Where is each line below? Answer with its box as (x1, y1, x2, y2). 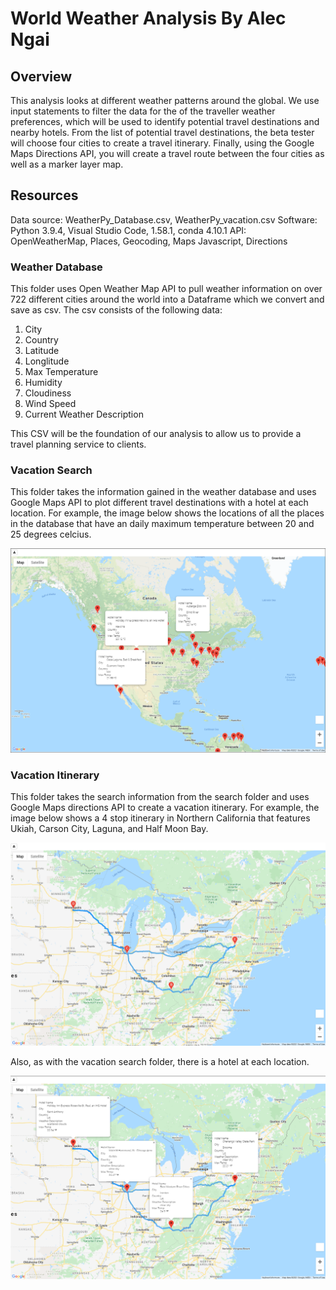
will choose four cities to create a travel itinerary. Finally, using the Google (10, 137, 315, 149)
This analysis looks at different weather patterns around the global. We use (10, 95, 320, 106)
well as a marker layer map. (10, 158, 124, 170)
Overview (10, 68, 73, 85)
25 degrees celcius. (10, 528, 92, 541)
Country (24, 334, 59, 346)
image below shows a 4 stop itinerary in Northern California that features (10, 812, 311, 824)
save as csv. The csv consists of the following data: (10, 304, 223, 316)
